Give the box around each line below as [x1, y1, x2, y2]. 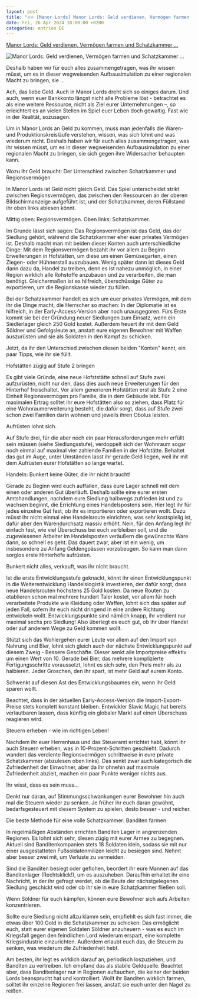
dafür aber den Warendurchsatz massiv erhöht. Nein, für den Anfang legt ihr [6, 520, 192, 527]
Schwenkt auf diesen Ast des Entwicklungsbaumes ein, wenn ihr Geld [6, 679, 176, 686]
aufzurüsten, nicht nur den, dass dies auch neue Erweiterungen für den [6, 380, 180, 387]
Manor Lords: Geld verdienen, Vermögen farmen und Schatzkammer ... [6, 41, 179, 49]
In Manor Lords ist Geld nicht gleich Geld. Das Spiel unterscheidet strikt [6, 186, 180, 193]
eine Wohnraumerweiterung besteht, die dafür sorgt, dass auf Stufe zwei [6, 405, 183, 412]
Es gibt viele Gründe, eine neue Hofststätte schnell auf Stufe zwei [6, 374, 166, 381]
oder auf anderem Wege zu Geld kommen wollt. [6, 625, 123, 632]
